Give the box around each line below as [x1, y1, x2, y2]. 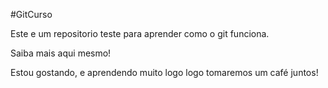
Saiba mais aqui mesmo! [10, 47, 112, 59]
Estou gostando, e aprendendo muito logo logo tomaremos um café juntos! [10, 67, 319, 78]
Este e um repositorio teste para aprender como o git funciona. [10, 28, 270, 39]
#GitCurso [10, 9, 53, 20]
